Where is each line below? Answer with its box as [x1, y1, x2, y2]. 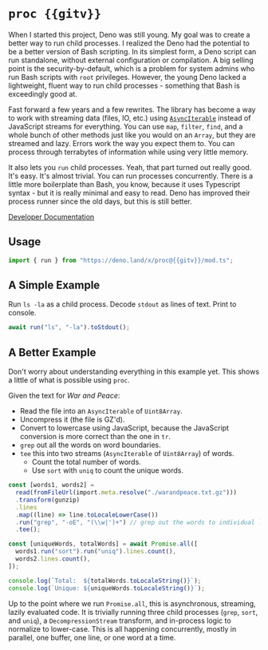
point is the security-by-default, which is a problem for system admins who [8, 63, 255, 73]
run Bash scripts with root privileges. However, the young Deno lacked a [8, 72, 247, 81]
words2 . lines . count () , [15, 555, 91, 563]
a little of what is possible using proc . [8, 375, 130, 385]
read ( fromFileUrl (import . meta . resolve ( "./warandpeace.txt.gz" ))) [15, 489, 238, 497]
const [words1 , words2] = [8, 482, 94, 489]
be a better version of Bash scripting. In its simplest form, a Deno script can [8, 46, 257, 56]
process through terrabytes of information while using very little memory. [8, 147, 249, 157]
